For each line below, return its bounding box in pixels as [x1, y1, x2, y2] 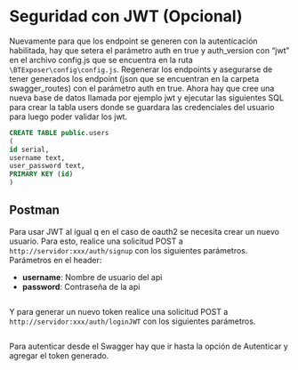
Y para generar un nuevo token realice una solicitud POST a [9, 306, 229, 317]
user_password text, [9, 162, 86, 171]
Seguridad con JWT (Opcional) [9, 6, 243, 27]
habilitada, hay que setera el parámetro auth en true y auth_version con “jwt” [9, 44, 290, 55]
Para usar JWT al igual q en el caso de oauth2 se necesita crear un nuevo [9, 226, 280, 237]
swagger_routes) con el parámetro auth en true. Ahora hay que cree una [9, 83, 275, 93]
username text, [9, 153, 66, 162]
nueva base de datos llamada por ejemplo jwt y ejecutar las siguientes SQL [9, 92, 285, 103]
